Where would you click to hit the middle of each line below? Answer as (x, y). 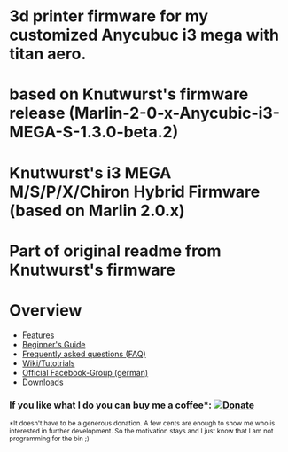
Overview (46, 310)
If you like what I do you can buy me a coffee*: (111, 405)
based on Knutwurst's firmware (129, 94)
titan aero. (48, 54)
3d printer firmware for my (109, 16)
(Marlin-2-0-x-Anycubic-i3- (175, 113)
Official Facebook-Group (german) (85, 372)
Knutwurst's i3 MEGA (90, 172)
